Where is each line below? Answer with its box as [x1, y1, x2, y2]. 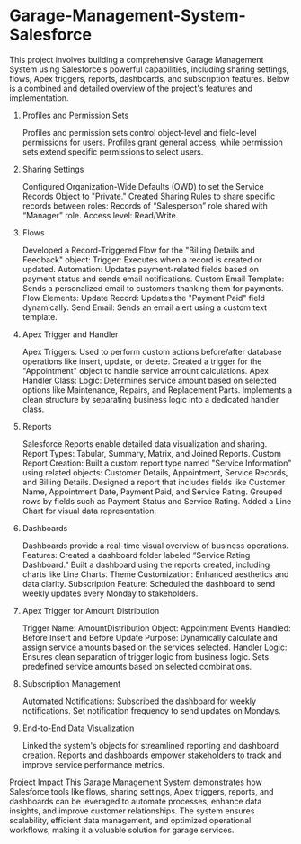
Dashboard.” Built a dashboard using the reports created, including [22, 559, 270, 570]
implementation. [9, 92, 69, 103]
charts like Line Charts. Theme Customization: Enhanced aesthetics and [22, 568, 289, 580]
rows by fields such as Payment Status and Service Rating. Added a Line [22, 495, 292, 506]
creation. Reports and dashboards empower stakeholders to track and [22, 750, 282, 760]
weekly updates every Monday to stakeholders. [22, 588, 199, 599]
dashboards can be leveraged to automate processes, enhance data [9, 795, 262, 806]
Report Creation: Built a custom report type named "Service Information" [22, 458, 292, 468]
